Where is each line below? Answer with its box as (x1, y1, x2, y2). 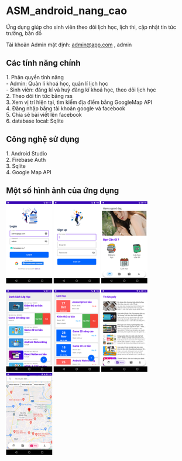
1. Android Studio (6, 150, 47, 157)
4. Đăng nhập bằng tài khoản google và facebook (6, 104, 126, 112)
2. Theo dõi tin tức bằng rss (6, 92, 73, 99)
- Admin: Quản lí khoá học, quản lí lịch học (6, 80, 108, 87)
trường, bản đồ (6, 29, 42, 36)
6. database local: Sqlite (6, 117, 64, 124)
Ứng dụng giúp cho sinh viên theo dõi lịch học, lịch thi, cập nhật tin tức (6, 23, 177, 30)
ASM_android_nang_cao (6, 4, 128, 18)
